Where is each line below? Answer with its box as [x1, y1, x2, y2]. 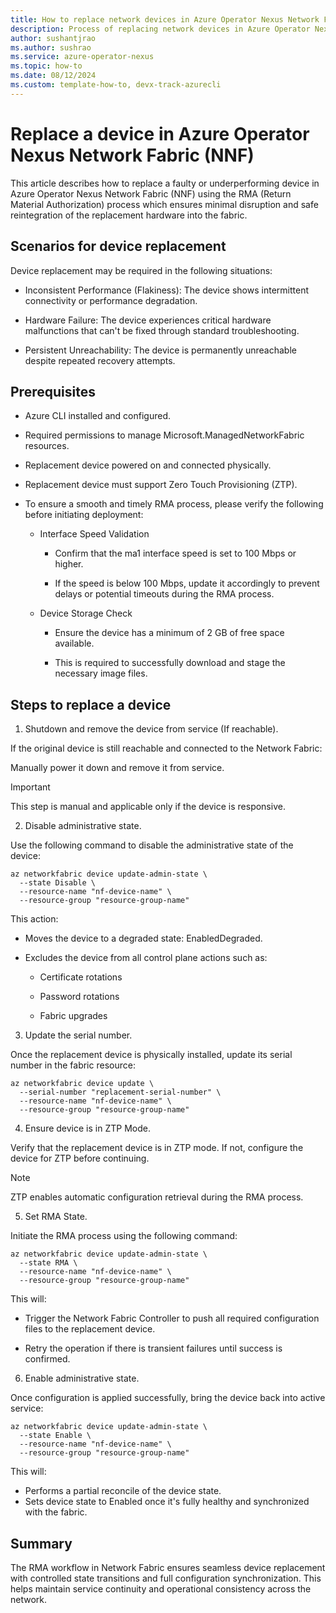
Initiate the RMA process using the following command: [10, 1230, 238, 1242]
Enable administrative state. [24, 1372, 140, 1385]
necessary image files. [54, 667, 148, 680]
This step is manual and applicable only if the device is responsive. [10, 801, 286, 813]
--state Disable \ [19, 878, 97, 888]
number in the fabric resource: [10, 1059, 136, 1071]
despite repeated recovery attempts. [24, 354, 176, 366]
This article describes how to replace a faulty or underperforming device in [10, 177, 320, 189]
